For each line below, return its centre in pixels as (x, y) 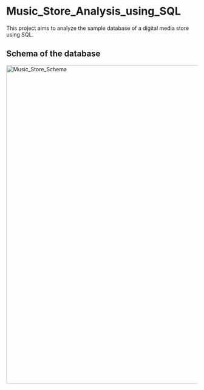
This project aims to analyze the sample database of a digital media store (98, 28)
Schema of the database (53, 54)
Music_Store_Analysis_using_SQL (93, 11)
